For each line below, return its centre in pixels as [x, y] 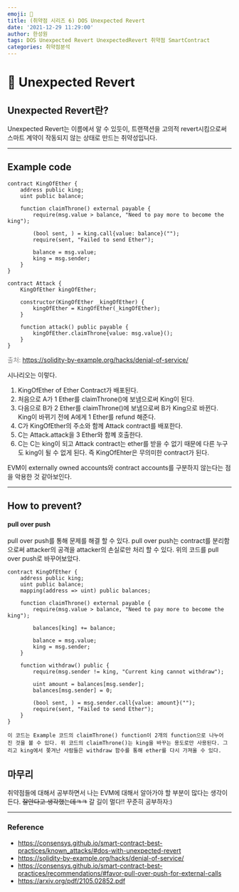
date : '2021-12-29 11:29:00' [51, 27]
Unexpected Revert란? [58, 110]
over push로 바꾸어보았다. [44, 559]
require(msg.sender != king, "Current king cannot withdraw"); [128, 672]
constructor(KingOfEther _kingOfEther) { [82, 302]
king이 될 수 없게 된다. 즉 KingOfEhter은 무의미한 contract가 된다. [117, 452]
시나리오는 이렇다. [32, 375]
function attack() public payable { [75, 327]
